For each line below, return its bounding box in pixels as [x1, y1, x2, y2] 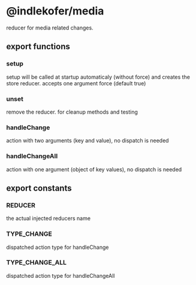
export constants [6, 183, 72, 193]
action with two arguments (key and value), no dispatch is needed [6, 137, 169, 144]
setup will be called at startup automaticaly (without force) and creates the [6, 73, 191, 81]
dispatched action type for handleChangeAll [6, 272, 115, 279]
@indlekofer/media [6, 4, 104, 18]
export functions [6, 41, 70, 52]
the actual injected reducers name [6, 215, 91, 222]
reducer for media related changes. [6, 24, 94, 31]
